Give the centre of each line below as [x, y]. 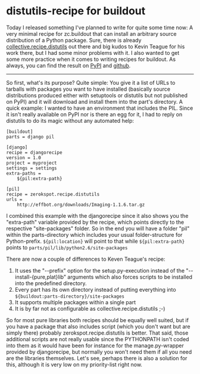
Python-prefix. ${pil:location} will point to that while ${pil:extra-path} [96, 241]
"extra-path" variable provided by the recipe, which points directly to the [95, 222]
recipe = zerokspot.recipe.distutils [53, 194]
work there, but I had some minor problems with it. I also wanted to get [93, 52]
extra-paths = [24, 173]
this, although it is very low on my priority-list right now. [74, 364]
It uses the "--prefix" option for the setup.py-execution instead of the [100, 270]
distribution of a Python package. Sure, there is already [74, 40]
